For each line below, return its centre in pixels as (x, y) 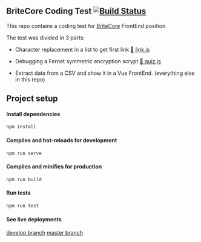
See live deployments (34, 219)
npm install (21, 127)
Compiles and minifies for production (54, 167)
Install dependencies (33, 114)
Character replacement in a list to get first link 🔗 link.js (82, 49)
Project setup (32, 99)
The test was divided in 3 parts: (46, 38)
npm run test (23, 206)
